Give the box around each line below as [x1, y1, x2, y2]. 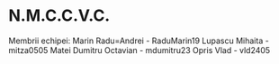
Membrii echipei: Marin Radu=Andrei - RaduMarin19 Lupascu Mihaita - [8, 35, 269, 46]
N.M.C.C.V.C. [8, 5, 111, 26]
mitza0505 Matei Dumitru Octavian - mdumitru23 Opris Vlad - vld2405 [8, 44, 271, 55]
